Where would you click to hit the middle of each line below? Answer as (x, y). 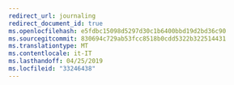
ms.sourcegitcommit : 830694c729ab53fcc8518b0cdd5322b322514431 (117, 38)
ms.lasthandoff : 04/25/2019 (56, 62)
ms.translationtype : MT (49, 46)
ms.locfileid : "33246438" (52, 69)
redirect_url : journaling (52, 16)
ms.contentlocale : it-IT (50, 53)
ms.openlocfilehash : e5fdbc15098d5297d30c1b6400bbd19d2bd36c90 (117, 31)
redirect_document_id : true (56, 23)
